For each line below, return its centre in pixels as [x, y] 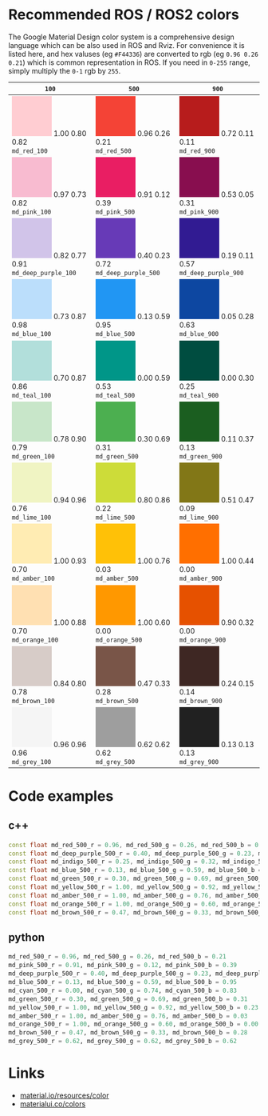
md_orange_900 [203, 640]
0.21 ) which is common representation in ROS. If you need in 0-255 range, [130, 62]
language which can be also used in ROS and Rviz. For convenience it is [126, 45]
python [27, 937]
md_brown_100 [33, 701]
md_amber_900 [201, 579]
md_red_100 [30, 151]
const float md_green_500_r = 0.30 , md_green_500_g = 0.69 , [110, 879]
